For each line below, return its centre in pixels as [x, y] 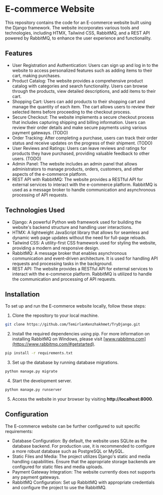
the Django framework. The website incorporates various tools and [72, 27]
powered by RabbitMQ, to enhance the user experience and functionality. [78, 38]
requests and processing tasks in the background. [62, 263]
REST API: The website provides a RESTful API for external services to [82, 268]
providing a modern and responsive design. [56, 248]
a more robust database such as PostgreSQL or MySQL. [68, 451]
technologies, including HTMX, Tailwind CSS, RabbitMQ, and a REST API [77, 33]
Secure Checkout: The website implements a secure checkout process [83, 117]
